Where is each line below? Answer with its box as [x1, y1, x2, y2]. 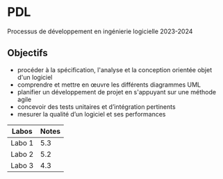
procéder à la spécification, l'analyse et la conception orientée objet [17, 65, 213, 74]
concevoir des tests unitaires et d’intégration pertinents [17, 102, 176, 111]
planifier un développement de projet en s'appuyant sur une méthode [17, 87, 217, 96]
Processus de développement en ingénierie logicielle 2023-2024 [7, 27, 193, 35]
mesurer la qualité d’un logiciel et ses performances [17, 110, 166, 118]
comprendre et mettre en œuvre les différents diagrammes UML [17, 80, 201, 89]
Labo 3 [10, 160, 34, 170]
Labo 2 [10, 149, 34, 159]
